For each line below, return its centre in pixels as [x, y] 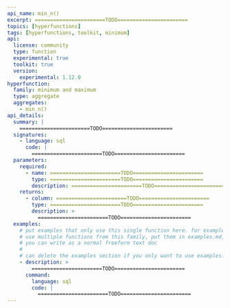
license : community [41, 45]
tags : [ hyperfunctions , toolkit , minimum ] [68, 33]
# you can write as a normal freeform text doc [88, 243]
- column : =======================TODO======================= [117, 199]
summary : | [29, 122]
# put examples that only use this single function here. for [110, 230]
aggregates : [30, 103]
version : [26, 71]
